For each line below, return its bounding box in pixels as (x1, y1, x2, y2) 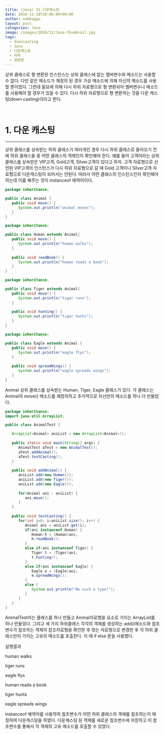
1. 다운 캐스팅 (5, 125, 55, 136)
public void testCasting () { (11, 514, 71, 519)
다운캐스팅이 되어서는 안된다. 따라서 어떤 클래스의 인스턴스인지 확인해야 (22, 171, 159, 177)
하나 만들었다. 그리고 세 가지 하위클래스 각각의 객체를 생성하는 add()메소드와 (5, 621, 151, 627)
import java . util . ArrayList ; (5, 414, 65, 419)
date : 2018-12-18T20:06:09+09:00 (5, 12, 74, 17)
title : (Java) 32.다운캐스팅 (5, 7, 60, 12)
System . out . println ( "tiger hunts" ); (18, 314, 93, 319)
